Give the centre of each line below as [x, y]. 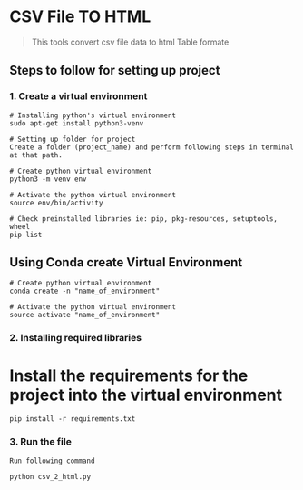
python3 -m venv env [49, 179]
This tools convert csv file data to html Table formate [130, 42]
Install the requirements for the [129, 375]
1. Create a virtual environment [78, 96]
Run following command [52, 461]
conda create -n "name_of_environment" [85, 291]
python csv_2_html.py [50, 476]
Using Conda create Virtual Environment [126, 262]
